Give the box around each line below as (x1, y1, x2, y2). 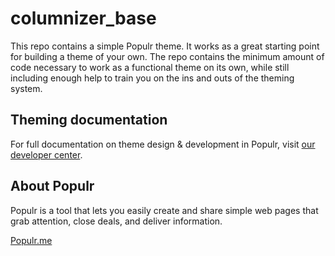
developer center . (10, 148, 83, 161)
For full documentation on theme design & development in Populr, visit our (10, 138, 316, 150)
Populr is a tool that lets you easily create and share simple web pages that (10, 204, 319, 216)
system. (10, 82, 43, 94)
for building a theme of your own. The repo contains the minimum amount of (10, 50, 325, 62)
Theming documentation (10, 112, 168, 129)
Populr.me (10, 234, 53, 246)
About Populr (10, 178, 95, 195)
